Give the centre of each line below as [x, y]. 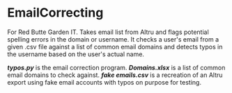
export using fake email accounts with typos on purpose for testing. [105, 82]
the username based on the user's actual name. [76, 54]
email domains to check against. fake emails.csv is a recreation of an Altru [115, 75]
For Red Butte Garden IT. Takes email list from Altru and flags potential [108, 32]
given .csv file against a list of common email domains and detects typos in [115, 46]
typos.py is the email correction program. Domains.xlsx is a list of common [116, 67]
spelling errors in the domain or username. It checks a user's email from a [113, 39]
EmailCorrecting [55, 13]
